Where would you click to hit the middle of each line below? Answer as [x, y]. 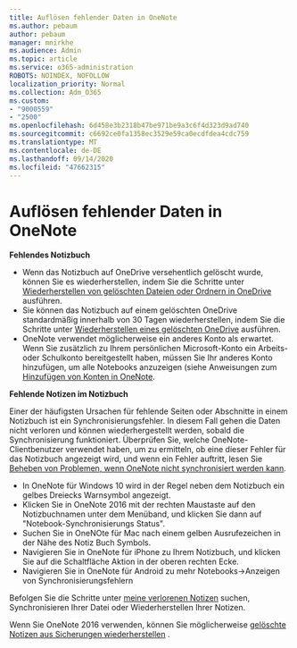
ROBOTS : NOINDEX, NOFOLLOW [59, 76]
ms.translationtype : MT [54, 142]
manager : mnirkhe [41, 42]
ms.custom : [29, 101]
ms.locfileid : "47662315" [57, 167]
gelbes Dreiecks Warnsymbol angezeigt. [96, 495]
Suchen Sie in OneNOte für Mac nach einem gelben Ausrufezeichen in [151, 534]
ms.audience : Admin [45, 51]
